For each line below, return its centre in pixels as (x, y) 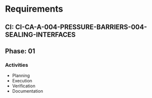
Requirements (34, 9)
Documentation (28, 91)
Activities (17, 65)
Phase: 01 (20, 51)
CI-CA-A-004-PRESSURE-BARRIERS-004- (81, 27)
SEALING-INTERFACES (40, 34)
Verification (24, 86)
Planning (21, 76)
